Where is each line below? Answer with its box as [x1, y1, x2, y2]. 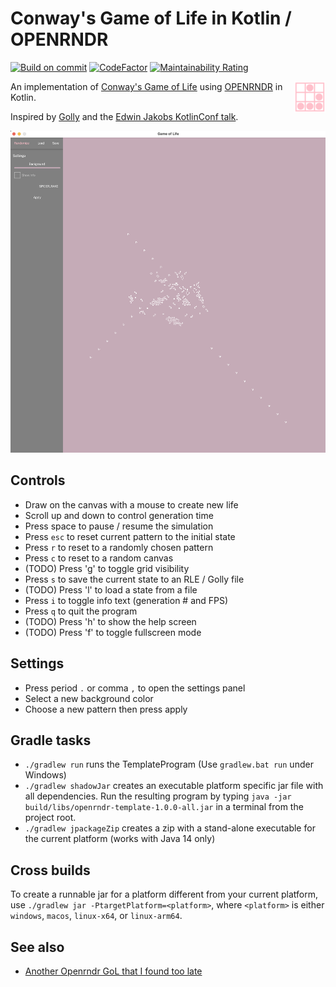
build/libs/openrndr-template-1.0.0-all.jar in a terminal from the [24, 801, 304, 813]
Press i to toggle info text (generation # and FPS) [24, 594, 229, 606]
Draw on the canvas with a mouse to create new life [24, 498, 239, 511]
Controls [10, 472, 66, 489]
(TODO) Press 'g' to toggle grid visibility [24, 562, 190, 574]
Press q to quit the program [24, 605, 138, 617]
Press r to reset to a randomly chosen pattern [24, 541, 214, 553]
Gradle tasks [10, 732, 92, 749]
